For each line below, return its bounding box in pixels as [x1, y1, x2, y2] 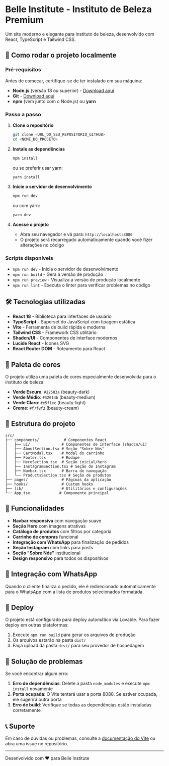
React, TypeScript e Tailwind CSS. [5, 36, 76, 42]
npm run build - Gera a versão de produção [12, 271, 104, 277]
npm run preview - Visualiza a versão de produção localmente [12, 277, 141, 283]
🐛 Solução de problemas [5, 657, 83, 665]
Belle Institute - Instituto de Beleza [5, 4, 152, 15]
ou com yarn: [12, 203, 40, 209]
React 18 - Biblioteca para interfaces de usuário [12, 313, 112, 319]
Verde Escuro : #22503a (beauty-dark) [12, 389, 90, 395]
